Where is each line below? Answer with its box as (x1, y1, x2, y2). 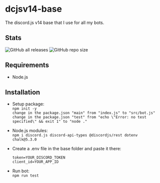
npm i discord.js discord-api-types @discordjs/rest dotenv (12, 133, 138, 138)
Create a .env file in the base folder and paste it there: (12, 146, 122, 152)
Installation (5, 88, 40, 96)
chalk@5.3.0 (12, 137, 37, 142)
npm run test (12, 173, 39, 178)
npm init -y (12, 106, 37, 111)
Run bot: (12, 168, 29, 174)
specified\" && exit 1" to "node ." (12, 119, 87, 124)
